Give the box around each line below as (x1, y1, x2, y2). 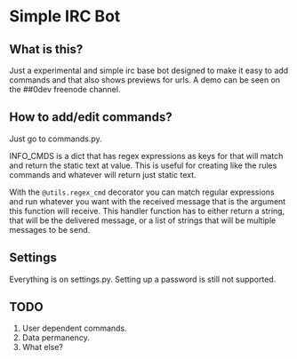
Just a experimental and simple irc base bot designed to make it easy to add (9, 65, 289, 76)
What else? (21, 342, 64, 353)
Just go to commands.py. (9, 133, 102, 144)
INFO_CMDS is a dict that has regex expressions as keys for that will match (9, 150, 284, 161)
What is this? (9, 42, 84, 57)
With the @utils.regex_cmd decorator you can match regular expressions (9, 187, 275, 197)
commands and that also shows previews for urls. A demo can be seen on (9, 75, 281, 85)
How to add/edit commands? (9, 109, 173, 125)
